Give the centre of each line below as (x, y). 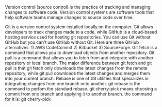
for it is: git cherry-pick (28, 99)
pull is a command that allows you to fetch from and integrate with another (79, 58)
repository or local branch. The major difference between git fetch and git (79, 63)
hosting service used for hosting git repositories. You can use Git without (78, 37)
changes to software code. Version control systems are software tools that (80, 12)
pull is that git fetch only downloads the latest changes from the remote (76, 68)
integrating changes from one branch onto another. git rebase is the (73, 84)
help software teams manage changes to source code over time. (70, 17)
